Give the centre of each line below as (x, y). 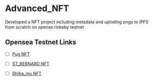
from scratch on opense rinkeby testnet (44, 27)
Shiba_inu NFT (27, 73)
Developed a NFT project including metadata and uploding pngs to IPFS (77, 22)
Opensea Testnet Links (41, 42)
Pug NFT (21, 54)
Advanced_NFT (37, 8)
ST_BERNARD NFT (31, 64)
